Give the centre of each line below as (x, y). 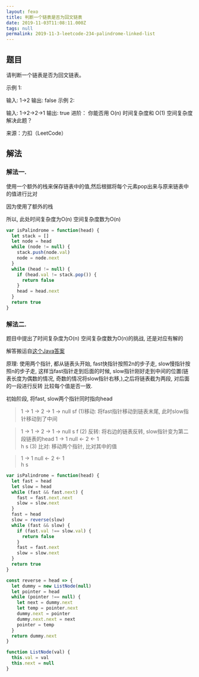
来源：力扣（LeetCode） (37, 133)
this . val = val (30, 658)
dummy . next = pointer (43, 614)
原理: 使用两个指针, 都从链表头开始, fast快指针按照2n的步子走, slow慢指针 (96, 364)
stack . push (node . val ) (43, 253)
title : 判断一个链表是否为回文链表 (44, 17)
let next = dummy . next (45, 603)
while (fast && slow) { (41, 525)
